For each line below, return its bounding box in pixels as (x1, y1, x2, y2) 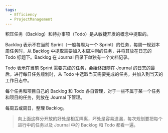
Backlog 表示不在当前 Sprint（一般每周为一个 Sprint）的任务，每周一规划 (5, 42, 156, 48)
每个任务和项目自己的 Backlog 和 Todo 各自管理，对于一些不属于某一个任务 (5, 88, 160, 94)
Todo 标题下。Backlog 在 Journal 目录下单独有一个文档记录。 (5, 54, 132, 60)
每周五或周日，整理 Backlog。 (5, 105, 68, 111)
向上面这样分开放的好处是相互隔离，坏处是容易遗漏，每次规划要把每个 (17, 116, 163, 122)
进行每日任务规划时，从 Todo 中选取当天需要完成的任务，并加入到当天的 (14, 71, 163, 77)
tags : (5, 7, 17, 13)
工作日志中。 (5, 77, 32, 83)
